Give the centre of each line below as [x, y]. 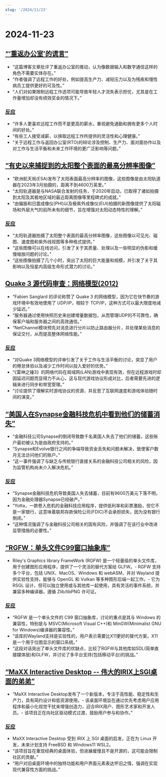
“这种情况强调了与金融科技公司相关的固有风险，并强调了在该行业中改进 [85, 524]
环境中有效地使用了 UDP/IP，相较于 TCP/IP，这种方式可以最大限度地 [87, 303]
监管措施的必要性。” [32, 531]
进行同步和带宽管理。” [43, 385]
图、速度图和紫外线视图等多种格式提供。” [54, 242]
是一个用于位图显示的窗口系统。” [45, 642]
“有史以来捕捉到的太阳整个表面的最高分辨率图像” [80, 166]
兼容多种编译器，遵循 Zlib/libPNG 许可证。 [55, 592]
